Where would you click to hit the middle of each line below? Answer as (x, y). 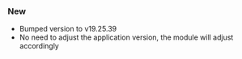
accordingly (39, 46)
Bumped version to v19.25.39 (68, 29)
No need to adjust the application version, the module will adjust (126, 37)
